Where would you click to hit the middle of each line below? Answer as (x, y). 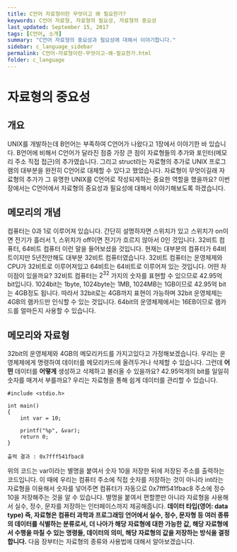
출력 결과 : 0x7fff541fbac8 (46, 457)
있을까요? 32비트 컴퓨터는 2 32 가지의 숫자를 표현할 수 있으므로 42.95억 (124, 275)
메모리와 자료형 (39, 335)
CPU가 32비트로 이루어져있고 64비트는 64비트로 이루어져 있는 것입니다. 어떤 (113, 266)
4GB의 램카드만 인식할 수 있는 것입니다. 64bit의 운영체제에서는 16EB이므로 (110, 302)
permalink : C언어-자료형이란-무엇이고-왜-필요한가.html (80, 54)
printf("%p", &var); (50, 431)
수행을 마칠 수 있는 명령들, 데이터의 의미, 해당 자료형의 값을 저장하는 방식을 (116, 533)
